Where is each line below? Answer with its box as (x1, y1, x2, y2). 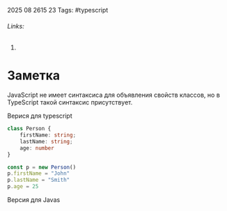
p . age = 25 (7, 183, 39, 190)
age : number (19, 144, 54, 152)
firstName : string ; (19, 132, 77, 139)
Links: (7, 22, 24, 30)
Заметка (7, 68, 61, 84)
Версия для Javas (7, 196, 61, 204)
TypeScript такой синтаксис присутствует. (7, 98, 133, 107)
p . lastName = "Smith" (7, 177, 70, 184)
